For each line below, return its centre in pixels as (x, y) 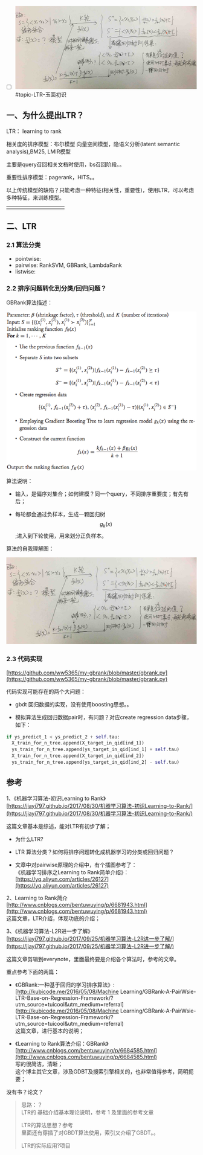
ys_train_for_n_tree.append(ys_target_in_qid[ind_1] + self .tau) (96, 750)
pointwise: (28, 258)
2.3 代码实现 (24, 659)
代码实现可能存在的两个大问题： (46, 691)
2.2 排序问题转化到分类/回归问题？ (56, 288)
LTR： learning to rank (34, 131)
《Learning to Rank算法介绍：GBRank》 (62, 1043)
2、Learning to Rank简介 (37, 898)
